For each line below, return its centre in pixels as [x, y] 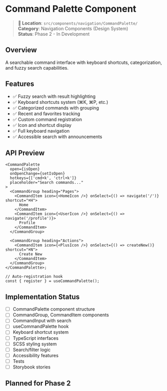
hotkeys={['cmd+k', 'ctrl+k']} [43, 178]
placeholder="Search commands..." [47, 183]
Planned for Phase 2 [38, 384]
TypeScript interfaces [36, 338]
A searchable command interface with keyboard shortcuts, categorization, [84, 62]
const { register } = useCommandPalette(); [53, 281]
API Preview [25, 153]
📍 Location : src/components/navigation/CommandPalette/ [78, 23]
